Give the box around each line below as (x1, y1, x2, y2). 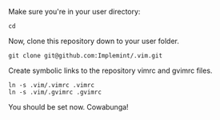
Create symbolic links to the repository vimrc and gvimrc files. (8, 66, 213, 75)
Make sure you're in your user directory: (8, 7, 141, 16)
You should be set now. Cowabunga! (8, 102, 130, 111)
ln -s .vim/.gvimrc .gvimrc (8, 88, 102, 96)
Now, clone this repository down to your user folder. (8, 36, 180, 46)
